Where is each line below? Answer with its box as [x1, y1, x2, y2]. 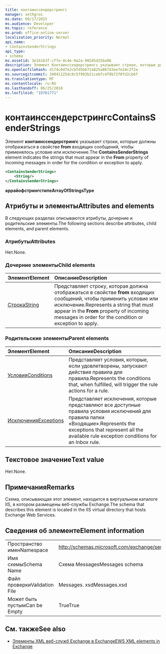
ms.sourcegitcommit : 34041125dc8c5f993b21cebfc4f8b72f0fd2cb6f [5, 72, 138, 77]
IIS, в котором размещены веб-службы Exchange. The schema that [5, 502, 145, 508]
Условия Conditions [7, 372, 53, 379]
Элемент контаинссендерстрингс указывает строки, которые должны [5, 138, 156, 144]
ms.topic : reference [5, 26, 48, 31]
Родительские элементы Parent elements [5, 335, 109, 342]
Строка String [7, 301, 40, 308]
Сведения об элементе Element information [5, 526, 145, 535]
